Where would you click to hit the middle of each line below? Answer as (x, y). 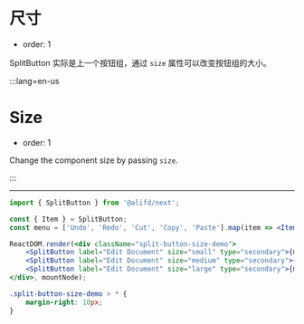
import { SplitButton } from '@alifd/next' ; (95, 203)
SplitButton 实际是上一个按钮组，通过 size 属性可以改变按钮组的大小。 (140, 62)
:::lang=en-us (35, 81)
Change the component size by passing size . (94, 160)
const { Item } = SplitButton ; (68, 219)
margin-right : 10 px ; (64, 302)
